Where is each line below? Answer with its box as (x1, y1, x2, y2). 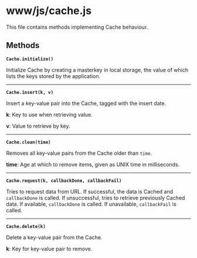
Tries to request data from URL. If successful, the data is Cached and (6, 188, 174, 195)
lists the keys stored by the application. (6, 72, 101, 80)
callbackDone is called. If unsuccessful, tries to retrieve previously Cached (6, 194, 185, 201)
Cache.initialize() (6, 56, 54, 62)
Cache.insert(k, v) (6, 89, 54, 95)
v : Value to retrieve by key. (6, 122, 70, 130)
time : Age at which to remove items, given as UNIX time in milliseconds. (6, 161, 180, 168)
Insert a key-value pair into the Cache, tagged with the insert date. (6, 100, 167, 107)
